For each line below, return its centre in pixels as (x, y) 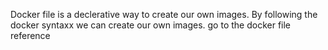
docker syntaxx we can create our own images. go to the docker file (151, 25)
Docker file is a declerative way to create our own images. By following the (164, 14)
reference (30, 35)
